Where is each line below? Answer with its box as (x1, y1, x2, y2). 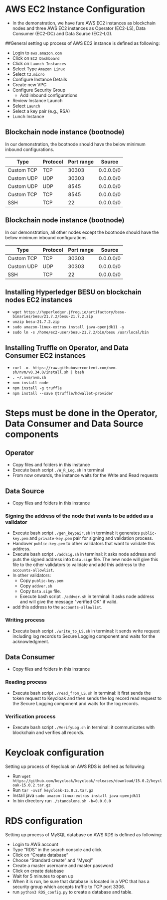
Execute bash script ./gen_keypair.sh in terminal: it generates (12, 530, 140, 536)
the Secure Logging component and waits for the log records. (12, 700, 140, 706)
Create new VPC (12, 81, 47, 88)
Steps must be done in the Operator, (5, 408, 158, 419)
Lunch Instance (12, 113, 44, 119)
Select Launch (12, 103, 40, 109)
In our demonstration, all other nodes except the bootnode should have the (5, 229, 159, 235)
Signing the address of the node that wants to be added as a (5, 512, 154, 519)
